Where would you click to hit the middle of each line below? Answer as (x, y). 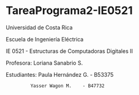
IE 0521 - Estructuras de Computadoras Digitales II (69, 51)
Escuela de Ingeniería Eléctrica (45, 39)
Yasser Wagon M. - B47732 (67, 86)
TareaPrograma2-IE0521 (69, 11)
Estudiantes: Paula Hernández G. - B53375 (60, 74)
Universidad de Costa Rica (39, 27)
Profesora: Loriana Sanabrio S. (44, 63)
